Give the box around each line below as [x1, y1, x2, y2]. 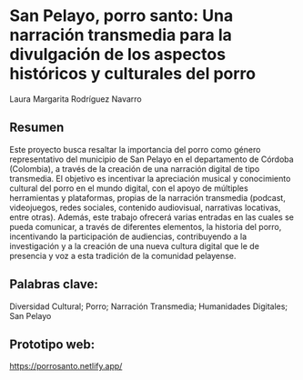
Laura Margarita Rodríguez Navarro [9, 93, 143, 105]
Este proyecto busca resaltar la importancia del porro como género [9, 144, 261, 155]
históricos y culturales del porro [9, 64, 257, 85]
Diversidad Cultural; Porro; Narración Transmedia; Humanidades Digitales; [9, 301, 288, 312]
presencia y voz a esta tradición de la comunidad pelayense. [9, 250, 237, 261]
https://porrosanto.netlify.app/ [9, 361, 123, 372]
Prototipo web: [9, 336, 96, 352]
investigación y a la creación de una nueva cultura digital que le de [9, 240, 259, 251]
